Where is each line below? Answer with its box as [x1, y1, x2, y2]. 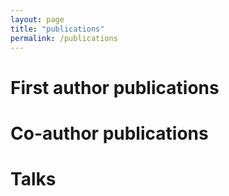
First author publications [10, 76, 220, 99]
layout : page [10, 14, 65, 25]
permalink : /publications [10, 33, 118, 43]
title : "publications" [10, 24, 105, 34]
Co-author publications [10, 122, 209, 145]
